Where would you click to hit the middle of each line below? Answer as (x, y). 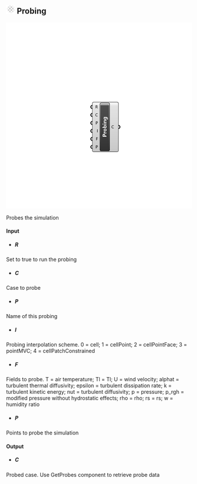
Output (15, 446)
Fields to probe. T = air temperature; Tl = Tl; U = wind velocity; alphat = (93, 380)
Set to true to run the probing (41, 260)
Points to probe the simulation (42, 433)
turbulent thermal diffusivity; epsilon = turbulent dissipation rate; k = (89, 385)
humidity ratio (23, 404)
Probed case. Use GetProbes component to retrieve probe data (83, 475)
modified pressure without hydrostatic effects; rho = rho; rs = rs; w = (90, 398)
